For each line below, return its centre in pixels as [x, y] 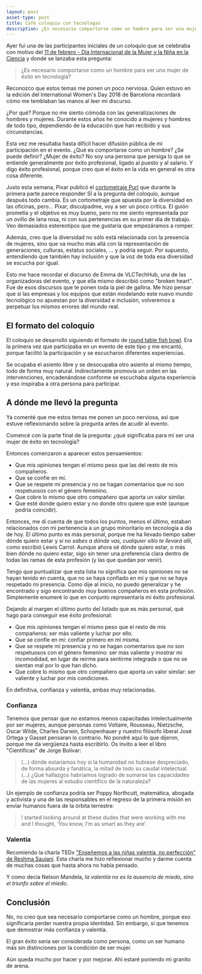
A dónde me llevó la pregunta [62, 403]
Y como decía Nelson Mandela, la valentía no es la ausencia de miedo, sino [100, 877]
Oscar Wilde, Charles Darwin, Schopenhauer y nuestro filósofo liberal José [99, 731]
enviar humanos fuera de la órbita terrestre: [60, 806]
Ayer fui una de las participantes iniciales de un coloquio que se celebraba [98, 46]
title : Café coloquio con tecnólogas [54, 23]
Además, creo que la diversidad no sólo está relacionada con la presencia [98, 237]
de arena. [18, 966]
